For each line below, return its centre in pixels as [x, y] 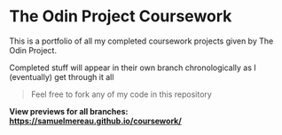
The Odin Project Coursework [121, 16]
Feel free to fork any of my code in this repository [121, 94]
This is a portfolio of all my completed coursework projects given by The [141, 41]
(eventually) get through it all [62, 76]
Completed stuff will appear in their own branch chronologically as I [133, 67]
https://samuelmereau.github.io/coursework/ [95, 121]
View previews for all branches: [69, 111]
